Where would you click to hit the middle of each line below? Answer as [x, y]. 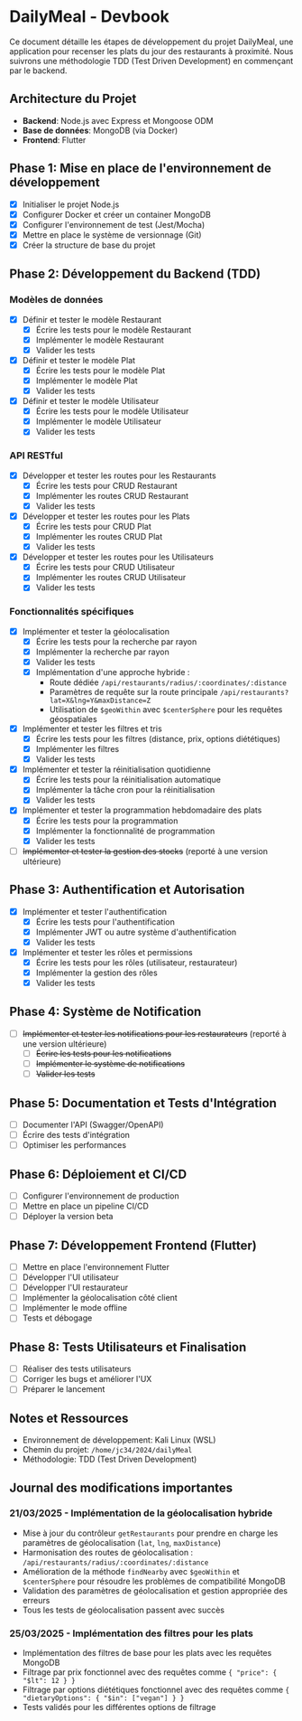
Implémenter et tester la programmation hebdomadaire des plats [142, 810]
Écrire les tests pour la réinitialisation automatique [128, 780]
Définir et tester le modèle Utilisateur [91, 401]
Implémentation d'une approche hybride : [113, 672]
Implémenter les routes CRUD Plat [99, 536]
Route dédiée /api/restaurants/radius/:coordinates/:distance [168, 682]
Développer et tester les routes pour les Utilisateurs [118, 557]
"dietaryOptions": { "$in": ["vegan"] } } [103, 1698]
